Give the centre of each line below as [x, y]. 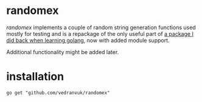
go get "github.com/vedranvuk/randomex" [58, 93]
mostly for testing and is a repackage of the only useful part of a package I [100, 33]
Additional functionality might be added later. [63, 52]
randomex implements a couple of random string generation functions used [101, 27]
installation [35, 77]
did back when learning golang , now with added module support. [88, 40]
